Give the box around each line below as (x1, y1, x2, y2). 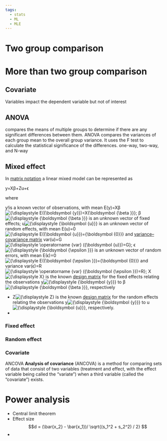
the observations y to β (5, 279, 126, 285)
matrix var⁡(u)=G (29, 236, 62, 242)
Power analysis (5, 394, 70, 405)
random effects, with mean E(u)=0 (5, 226, 76, 232)
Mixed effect (5, 162, 46, 170)
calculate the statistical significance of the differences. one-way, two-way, (5, 142, 159, 148)
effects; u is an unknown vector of (5, 220, 148, 226)
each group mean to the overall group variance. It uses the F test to (5, 137, 144, 143)
